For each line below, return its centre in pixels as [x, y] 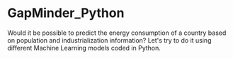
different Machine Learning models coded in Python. [84, 48]
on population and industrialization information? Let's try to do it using [109, 40]
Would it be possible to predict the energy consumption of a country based [117, 33]
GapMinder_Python [66, 13]
